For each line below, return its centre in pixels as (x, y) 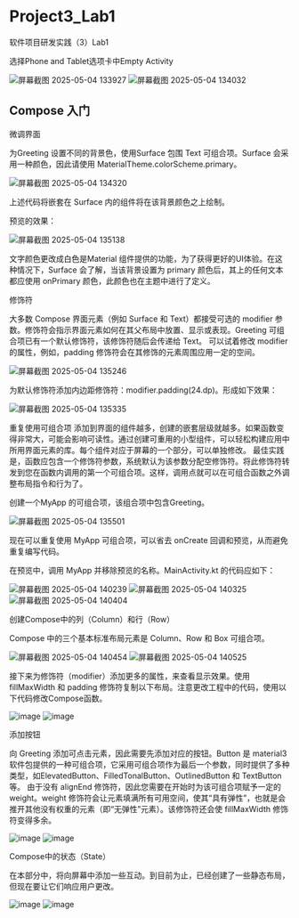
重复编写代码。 (36, 551)
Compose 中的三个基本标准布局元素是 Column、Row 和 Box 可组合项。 (139, 638)
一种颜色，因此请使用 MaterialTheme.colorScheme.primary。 (129, 164)
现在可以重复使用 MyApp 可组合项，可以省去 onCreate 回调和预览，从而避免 (149, 540)
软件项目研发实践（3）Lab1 (59, 42)
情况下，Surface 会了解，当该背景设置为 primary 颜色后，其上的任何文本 (150, 270)
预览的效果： (32, 221)
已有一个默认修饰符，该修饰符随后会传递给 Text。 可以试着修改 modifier (156, 341)
